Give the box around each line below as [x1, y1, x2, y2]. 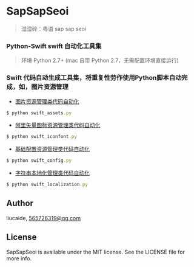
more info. [6, 254, 32, 262]
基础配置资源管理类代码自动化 [15, 145, 90, 153]
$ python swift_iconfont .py [6, 134, 78, 140]
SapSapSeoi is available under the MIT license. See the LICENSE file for [6, 248, 185, 255]
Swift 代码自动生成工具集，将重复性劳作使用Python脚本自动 [6, 74, 182, 82]
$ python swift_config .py [6, 158, 72, 164]
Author [6, 198, 33, 209]
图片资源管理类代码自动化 [15, 97, 79, 105]
